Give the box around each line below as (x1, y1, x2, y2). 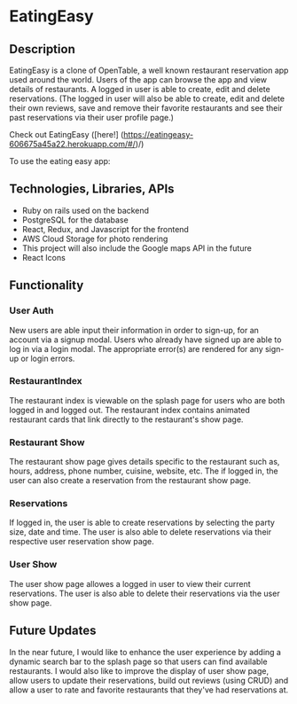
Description (9, 42, 75, 57)
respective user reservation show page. (9, 536, 155, 547)
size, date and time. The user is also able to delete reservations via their (9, 527, 272, 537)
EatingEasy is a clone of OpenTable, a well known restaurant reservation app (9, 65, 289, 75)
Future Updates (9, 623, 97, 638)
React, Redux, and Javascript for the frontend (21, 223, 189, 234)
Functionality (9, 278, 84, 293)
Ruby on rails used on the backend (21, 205, 149, 215)
